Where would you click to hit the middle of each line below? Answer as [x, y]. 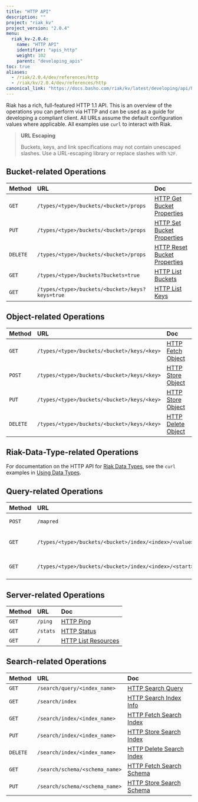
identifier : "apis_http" [47, 50]
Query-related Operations [55, 491]
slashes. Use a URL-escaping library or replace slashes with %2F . [99, 153]
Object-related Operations [55, 317]
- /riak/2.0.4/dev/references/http [55, 77]
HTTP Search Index [154, 697]
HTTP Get [168, 198]
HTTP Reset [171, 247]
